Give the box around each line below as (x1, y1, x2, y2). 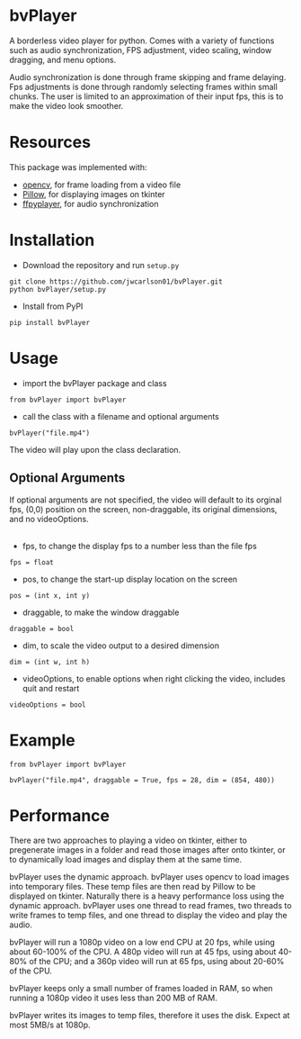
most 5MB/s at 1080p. (9, 1019, 92, 1031)
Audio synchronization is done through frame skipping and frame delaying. (9, 71, 287, 82)
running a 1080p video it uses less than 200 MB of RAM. (9, 992, 217, 1004)
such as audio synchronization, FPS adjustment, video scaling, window (9, 44, 272, 55)
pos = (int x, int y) (9, 591, 91, 600)
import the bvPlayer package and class (22, 377, 168, 388)
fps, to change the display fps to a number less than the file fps (22, 540, 258, 551)
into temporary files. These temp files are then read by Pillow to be (9, 881, 256, 892)
